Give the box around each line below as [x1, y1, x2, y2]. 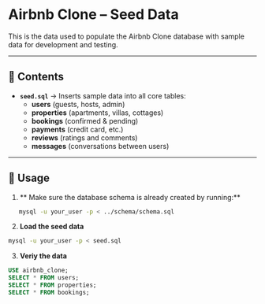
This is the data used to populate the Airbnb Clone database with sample [8, 32, 244, 41]
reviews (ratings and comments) [31, 132, 138, 143]
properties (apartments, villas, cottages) [31, 108, 164, 117]
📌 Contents [8, 70, 65, 83]
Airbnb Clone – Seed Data [8, 6, 179, 24]
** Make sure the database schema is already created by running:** [19, 192, 241, 202]
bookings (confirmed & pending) [31, 116, 139, 125]
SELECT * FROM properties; [8, 281, 97, 289]
